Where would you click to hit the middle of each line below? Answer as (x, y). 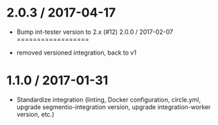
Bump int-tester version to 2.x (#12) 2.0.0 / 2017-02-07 (95, 32)
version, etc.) (35, 114)
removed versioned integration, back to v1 (76, 52)
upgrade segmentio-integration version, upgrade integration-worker (113, 107)
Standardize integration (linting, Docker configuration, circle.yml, (109, 99)
